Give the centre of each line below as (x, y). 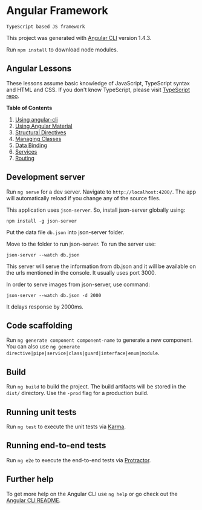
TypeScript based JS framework (46, 27)
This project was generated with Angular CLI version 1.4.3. (79, 38)
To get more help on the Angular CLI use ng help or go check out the (92, 494)
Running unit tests (41, 412)
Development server (46, 177)
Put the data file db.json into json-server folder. (65, 232)
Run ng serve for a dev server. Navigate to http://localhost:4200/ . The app (101, 192)
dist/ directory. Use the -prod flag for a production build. (77, 393)
